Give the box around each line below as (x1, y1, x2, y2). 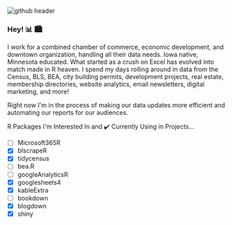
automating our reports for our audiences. (7, 108, 128, 117)
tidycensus (17, 154, 50, 163)
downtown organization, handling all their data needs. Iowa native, (7, 50, 198, 59)
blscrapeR (17, 147, 48, 155)
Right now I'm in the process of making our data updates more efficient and (7, 101, 226, 110)
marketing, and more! (7, 87, 69, 96)
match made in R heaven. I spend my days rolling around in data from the (7, 65, 219, 73)
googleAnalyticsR (17, 170, 69, 178)
